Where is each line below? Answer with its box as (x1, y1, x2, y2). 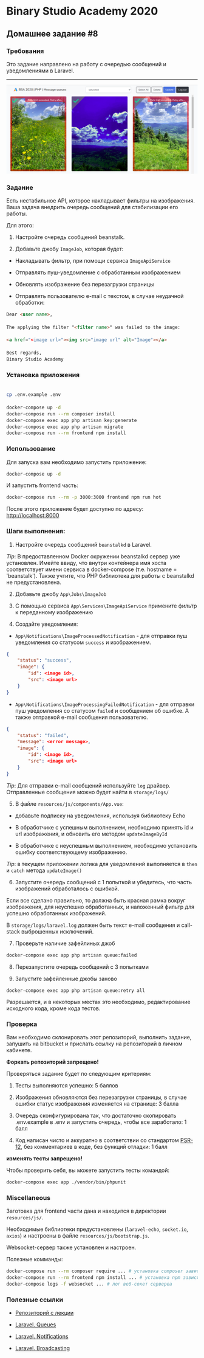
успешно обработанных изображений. (6, 909, 107, 916)
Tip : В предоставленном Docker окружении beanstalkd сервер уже (6, 552, 180, 560)
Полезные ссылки (6, 1295, 64, 1304)
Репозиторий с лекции (15, 1309, 74, 1316)
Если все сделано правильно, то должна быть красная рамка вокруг (6, 896, 186, 904)
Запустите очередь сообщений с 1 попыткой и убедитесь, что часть (15, 878, 192, 885)
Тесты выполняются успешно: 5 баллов (15, 1081, 118, 1089)
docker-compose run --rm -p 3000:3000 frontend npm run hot (6, 494, 162, 501)
